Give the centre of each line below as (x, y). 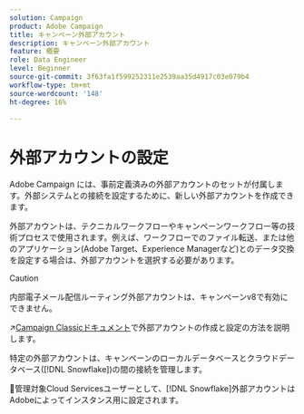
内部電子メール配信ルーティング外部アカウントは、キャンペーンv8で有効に (149, 297)
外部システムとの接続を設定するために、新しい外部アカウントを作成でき (159, 196)
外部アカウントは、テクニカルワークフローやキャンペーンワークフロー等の (148, 226)
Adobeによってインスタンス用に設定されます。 (97, 400)
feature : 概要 (35, 52)
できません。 (33, 308)
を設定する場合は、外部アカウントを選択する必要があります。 (124, 260)
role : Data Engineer (49, 60)
